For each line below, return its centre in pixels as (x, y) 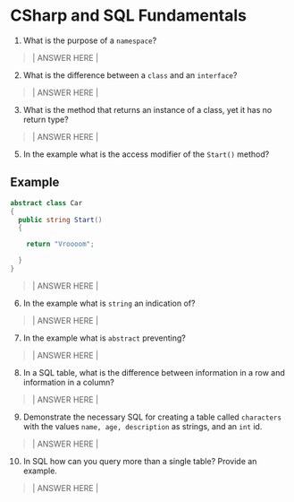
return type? (46, 119)
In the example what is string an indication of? (109, 303)
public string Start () (60, 220)
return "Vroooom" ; (60, 244)
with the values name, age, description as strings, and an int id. (143, 426)
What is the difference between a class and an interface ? (130, 75)
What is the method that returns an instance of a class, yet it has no (147, 109)
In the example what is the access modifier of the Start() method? (146, 154)
